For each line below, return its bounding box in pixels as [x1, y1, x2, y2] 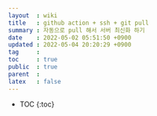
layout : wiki [8, 11, 58, 20]
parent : [8, 70, 41, 78]
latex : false [8, 77, 61, 85]
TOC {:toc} [19, 99, 55, 109]
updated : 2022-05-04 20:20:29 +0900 [8, 41, 132, 49]
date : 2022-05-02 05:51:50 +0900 [8, 33, 132, 42]
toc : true [8, 56, 58, 64]
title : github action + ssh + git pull [8, 19, 149, 27]
